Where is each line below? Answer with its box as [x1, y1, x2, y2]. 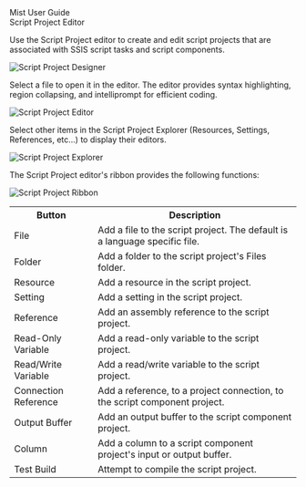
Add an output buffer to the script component [97, 410, 292, 423]
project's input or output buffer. [97, 449, 232, 461]
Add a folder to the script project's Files [97, 250, 267, 262]
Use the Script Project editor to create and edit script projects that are [9, 35, 271, 45]
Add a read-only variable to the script [97, 332, 260, 344]
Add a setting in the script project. [97, 291, 243, 303]
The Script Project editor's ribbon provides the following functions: [9, 170, 260, 180]
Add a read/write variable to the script [97, 358, 260, 370]
